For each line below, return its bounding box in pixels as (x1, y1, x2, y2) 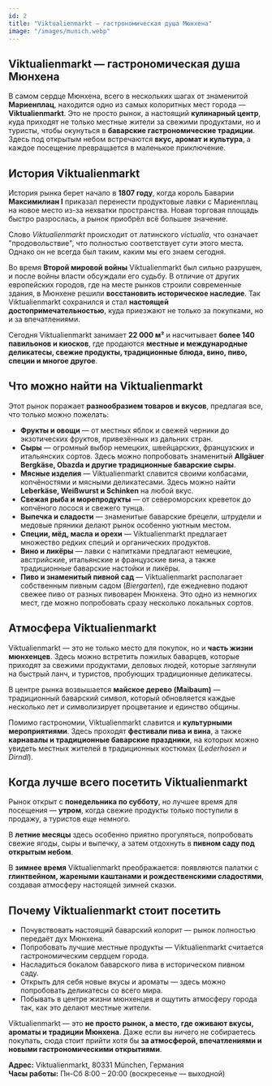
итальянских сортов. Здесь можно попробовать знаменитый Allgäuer (19, 451, 265, 461)
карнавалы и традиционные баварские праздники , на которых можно (8, 735, 259, 744)
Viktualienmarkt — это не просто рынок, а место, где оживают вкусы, (8, 1019, 254, 1028)
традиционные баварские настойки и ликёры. (19, 563, 181, 573)
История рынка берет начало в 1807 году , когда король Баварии (8, 188, 235, 197)
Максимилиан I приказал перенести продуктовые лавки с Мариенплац (8, 196, 258, 206)
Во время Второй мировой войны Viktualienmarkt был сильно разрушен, (8, 263, 262, 272)
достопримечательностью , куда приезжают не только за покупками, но (8, 306, 264, 315)
